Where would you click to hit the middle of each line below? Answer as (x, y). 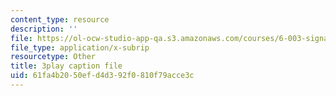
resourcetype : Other (53, 57)
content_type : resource (60, 19)
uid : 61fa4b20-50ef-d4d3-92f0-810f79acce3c (102, 76)
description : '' (44, 29)
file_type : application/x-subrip (80, 47)
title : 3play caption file (66, 66)
